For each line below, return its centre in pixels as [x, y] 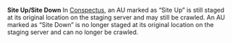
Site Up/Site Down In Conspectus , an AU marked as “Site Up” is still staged [116, 10]
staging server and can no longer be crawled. [73, 32]
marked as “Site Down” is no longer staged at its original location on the [111, 25]
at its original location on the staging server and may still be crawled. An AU [116, 17]
